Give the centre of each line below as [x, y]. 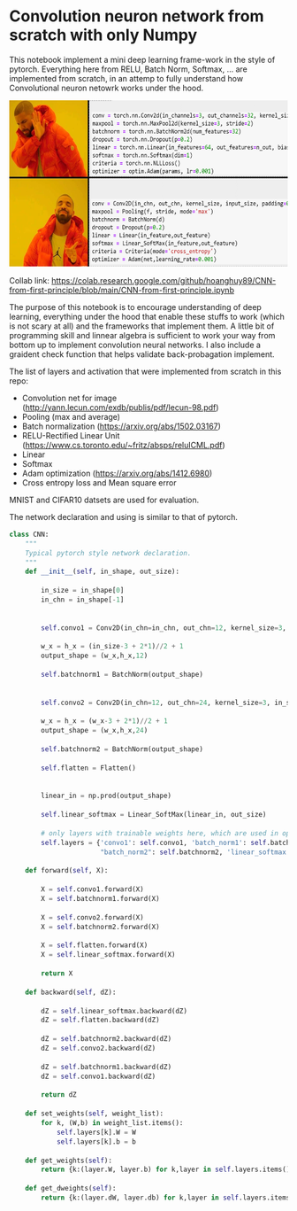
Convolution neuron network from [137, 16]
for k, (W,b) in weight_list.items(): [112, 1123]
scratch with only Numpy [103, 35]
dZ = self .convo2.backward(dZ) [99, 1048]
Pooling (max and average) [71, 416]
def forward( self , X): [67, 871]
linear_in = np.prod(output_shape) [107, 796]
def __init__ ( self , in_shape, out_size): [102, 572]
